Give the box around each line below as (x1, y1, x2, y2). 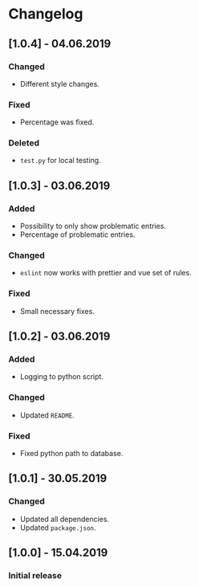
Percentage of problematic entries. (19, 230, 136, 239)
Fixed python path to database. (19, 449, 124, 459)
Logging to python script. (19, 372, 104, 381)
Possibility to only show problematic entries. (19, 222, 167, 231)
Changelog (8, 5, 83, 23)
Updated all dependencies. (19, 514, 110, 524)
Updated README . (19, 410, 75, 420)
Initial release (8, 570, 63, 581)
